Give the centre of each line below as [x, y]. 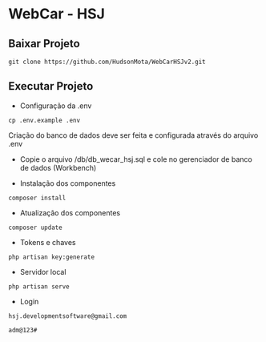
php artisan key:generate [51, 257]
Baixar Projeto [44, 44]
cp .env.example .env [44, 120]
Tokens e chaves [48, 242]
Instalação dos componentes [68, 183]
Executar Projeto [51, 86]
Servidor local [43, 272]
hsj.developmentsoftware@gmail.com [68, 316]
